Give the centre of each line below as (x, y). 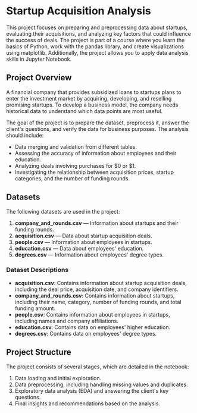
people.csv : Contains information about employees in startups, (93, 314)
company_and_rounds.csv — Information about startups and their (96, 223)
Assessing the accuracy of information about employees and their (96, 153)
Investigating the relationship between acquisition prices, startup (94, 172)
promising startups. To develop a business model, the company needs (92, 105)
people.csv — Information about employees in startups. (84, 242)
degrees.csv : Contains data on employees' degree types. (86, 333)
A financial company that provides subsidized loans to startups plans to (94, 92)
